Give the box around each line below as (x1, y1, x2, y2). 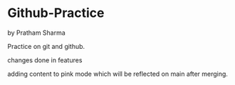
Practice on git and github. (7, 42, 85, 50)
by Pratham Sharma (7, 28, 66, 37)
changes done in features (7, 55, 83, 64)
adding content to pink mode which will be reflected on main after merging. (7, 69, 228, 78)
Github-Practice (7, 5, 105, 21)
